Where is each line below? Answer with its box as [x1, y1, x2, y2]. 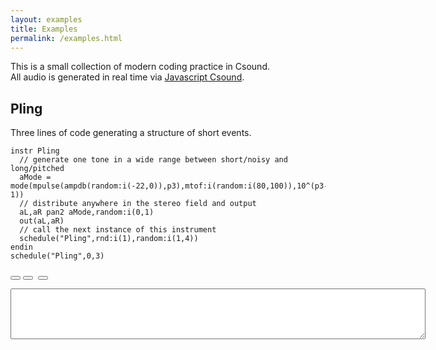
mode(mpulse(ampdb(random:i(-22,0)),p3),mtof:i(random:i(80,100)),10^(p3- [10, 181, 329, 191]
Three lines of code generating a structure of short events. [10, 127, 252, 139]
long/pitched [10, 164, 65, 174]
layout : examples [10, 14, 83, 25]
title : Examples [10, 24, 78, 34]
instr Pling [10, 146, 60, 156]
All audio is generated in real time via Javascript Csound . [10, 71, 245, 83]
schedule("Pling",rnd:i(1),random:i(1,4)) [19, 234, 199, 244]
